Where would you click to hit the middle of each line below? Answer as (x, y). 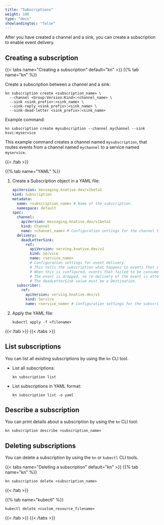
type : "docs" (18, 19)
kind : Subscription (32, 194)
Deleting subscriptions (41, 446)
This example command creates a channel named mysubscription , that (76, 142)
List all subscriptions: (33, 368)
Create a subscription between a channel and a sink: (58, 84)
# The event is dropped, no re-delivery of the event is (89, 276)
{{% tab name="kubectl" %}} (34, 500)
